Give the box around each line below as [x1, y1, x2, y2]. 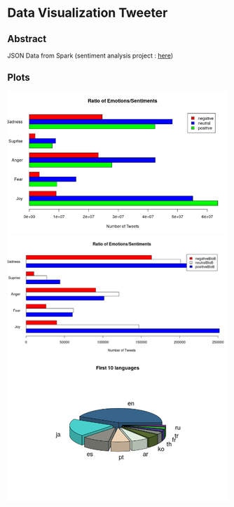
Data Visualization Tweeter [7, 5, 168, 21]
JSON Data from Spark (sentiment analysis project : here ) [7, 51, 174, 60]
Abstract [7, 33, 47, 45]
